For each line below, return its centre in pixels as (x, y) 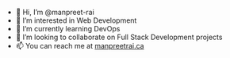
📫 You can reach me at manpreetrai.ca (80, 46)
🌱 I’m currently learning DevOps (68, 29)
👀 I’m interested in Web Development (76, 20)
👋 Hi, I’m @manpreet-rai (55, 12)
